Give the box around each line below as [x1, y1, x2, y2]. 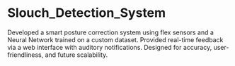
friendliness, [7, 51, 44, 59]
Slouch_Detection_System [7, 5, 166, 21]
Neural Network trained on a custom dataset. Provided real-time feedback [7, 35, 224, 44]
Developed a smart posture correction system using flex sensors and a [7, 28, 214, 37]
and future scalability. [45, 51, 108, 59]
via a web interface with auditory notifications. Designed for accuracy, [7, 43, 212, 51]
